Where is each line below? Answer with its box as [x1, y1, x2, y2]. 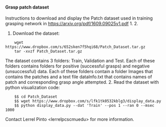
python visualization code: [5, 85, 60, 91]
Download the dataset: [12, 30, 60, 36]
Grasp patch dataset [5, 4, 49, 10]
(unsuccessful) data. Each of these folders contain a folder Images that [5, 69, 153, 75]
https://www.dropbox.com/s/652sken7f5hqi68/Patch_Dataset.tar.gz [5, 44, 145, 50]
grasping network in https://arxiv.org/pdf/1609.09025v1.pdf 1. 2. [5, 21, 139, 27]
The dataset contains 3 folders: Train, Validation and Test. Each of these [5, 58, 155, 64]
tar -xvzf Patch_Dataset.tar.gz [14, 49, 82, 54]
